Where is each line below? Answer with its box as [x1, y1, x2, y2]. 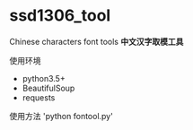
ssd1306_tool [9, 5, 111, 26]
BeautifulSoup [22, 82, 75, 93]
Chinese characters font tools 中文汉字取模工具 [9, 36, 184, 47]
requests [22, 91, 56, 103]
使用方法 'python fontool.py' [9, 110, 114, 121]
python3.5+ [22, 73, 66, 83]
